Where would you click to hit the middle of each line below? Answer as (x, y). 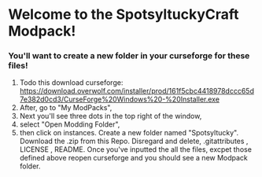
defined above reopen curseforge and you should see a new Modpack (133, 158)
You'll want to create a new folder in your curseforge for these (129, 56)
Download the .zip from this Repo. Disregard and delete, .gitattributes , (134, 141)
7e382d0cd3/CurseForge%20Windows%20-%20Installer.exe (120, 99)
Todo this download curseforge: (71, 83)
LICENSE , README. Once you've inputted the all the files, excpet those (135, 149)
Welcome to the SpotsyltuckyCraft (124, 15)
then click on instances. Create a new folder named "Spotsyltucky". (129, 133)
